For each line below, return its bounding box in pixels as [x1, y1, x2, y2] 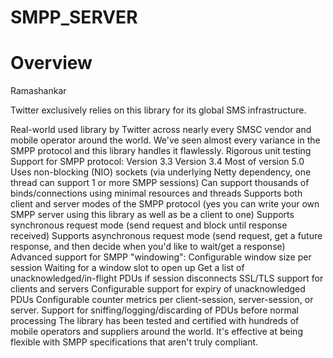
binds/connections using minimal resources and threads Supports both [10, 187, 303, 200]
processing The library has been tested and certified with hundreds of [10, 315, 300, 327]
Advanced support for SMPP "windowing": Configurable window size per [10, 251, 312, 263]
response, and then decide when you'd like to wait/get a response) [10, 241, 286, 253]
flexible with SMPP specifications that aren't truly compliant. [10, 336, 259, 348]
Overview [10, 52, 93, 75]
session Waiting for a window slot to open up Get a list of [10, 262, 245, 274]
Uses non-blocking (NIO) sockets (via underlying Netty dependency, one [10, 166, 312, 178]
